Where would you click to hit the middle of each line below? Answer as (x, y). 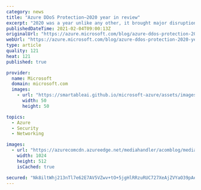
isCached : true (36, 167)
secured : (17, 177)
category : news (25, 12)
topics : (16, 117)
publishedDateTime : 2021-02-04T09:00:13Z (59, 28)
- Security (25, 128)
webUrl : (16, 40)
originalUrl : (22, 34)
